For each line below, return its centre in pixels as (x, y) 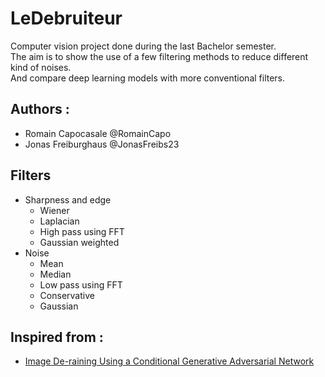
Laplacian (59, 221)
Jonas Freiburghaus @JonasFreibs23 (102, 144)
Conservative (67, 295)
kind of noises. (41, 67)
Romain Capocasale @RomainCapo (98, 133)
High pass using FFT (82, 231)
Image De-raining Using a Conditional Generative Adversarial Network (169, 361)
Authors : (40, 109)
